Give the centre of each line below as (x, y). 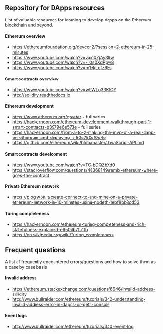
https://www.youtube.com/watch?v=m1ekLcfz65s (62, 68)
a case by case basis (26, 267)
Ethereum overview (25, 36)
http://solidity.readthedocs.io (41, 95)
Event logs (16, 315)
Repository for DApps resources (55, 8)
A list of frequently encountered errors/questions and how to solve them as (80, 262)
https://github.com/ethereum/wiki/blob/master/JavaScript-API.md (78, 143)
